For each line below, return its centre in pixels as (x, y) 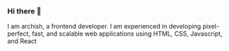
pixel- (211, 27)
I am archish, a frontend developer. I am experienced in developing (104, 27)
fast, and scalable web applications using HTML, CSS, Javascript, (127, 34)
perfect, (19, 34)
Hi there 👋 (25, 11)
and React (22, 41)
